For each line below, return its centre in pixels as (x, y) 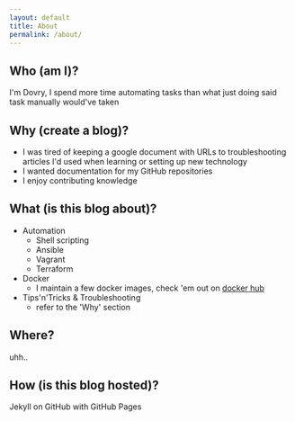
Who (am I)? (44, 71)
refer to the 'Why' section (83, 307)
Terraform (54, 269)
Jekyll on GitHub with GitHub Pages (76, 407)
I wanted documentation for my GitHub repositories (117, 171)
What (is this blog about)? (83, 209)
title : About (34, 26)
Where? (32, 335)
